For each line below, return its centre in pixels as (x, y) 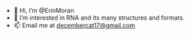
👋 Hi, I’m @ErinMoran (44, 11)
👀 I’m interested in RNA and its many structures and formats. (99, 18)
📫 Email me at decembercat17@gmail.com (74, 25)
